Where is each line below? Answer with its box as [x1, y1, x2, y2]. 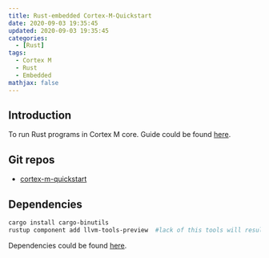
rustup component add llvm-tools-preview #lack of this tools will [8, 226, 242, 234]
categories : [8, 34, 48, 42]
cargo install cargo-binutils [8, 218, 110, 227]
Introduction [8, 108, 72, 122]
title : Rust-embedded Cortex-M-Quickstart [8, 11, 152, 20]
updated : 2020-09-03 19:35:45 [8, 26, 110, 34]
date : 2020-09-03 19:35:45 [8, 19, 98, 27]
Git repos [8, 153, 55, 167]
